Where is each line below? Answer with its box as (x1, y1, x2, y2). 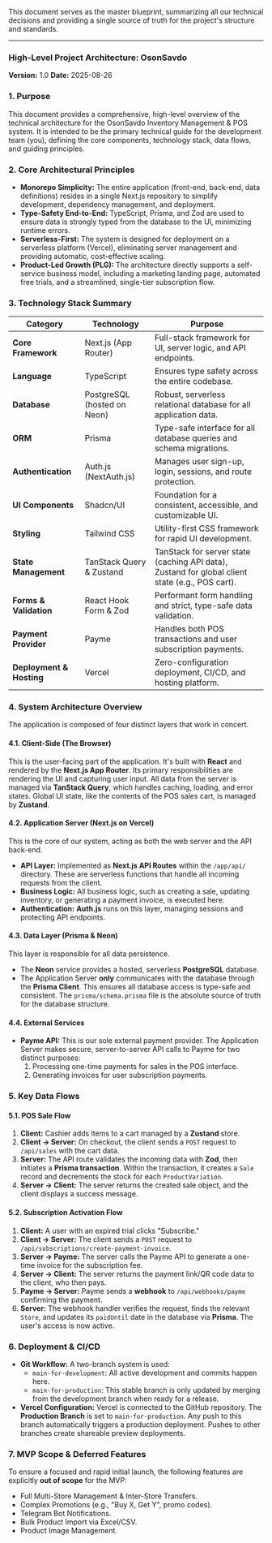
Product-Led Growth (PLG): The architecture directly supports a (19, 260, 236, 269)
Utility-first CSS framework (154, 523, 259, 534)
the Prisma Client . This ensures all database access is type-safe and (19, 982, 251, 992)
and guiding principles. (8, 144, 85, 153)
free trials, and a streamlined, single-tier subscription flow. (19, 277, 215, 287)
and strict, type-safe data (154, 600, 253, 611)
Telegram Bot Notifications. (19, 1509, 112, 1519)
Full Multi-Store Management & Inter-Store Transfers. (19, 1491, 198, 1501)
